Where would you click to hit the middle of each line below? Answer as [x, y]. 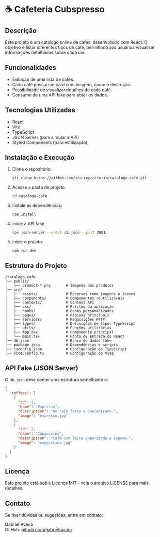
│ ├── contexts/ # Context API [50, 302]
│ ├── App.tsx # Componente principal [59, 332]
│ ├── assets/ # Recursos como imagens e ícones [70, 294]
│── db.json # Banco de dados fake [58, 340]
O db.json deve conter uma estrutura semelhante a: [56, 380]
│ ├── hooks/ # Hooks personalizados [59, 311]
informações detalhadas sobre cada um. [45, 52]
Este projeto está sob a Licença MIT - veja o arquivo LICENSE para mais [77, 483]
